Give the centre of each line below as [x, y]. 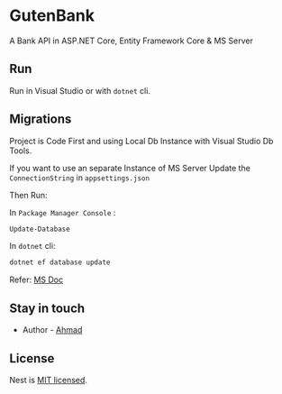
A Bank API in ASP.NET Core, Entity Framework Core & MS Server [132, 41]
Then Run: [28, 195]
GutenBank [52, 16]
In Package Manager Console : [63, 212]
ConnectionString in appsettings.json [80, 178]
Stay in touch [47, 308]
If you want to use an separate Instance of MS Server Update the [130, 168]
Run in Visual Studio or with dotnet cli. [80, 90]
